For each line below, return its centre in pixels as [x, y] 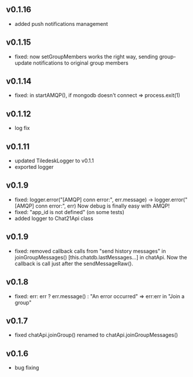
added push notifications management [61, 24]
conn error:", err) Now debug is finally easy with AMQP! [102, 206]
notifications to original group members [81, 63]
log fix [22, 128]
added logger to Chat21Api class [54, 218]
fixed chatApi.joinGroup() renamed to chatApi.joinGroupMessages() [96, 335]
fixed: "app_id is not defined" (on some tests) [69, 212]
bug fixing [27, 368]
